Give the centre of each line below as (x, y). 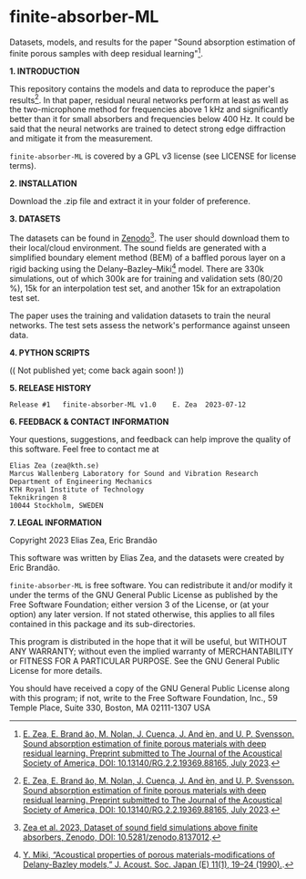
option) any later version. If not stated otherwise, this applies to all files (142, 614)
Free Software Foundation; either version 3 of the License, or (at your (139, 605)
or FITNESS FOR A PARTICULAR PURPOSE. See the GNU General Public (145, 661)
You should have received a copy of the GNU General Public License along (149, 688)
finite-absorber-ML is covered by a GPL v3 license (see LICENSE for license (153, 156)
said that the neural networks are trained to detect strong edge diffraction (148, 129)
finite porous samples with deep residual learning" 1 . (106, 52)
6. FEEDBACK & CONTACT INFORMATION (89, 421)
